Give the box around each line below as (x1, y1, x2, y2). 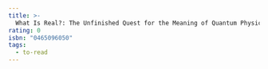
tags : (8, 41, 26, 49)
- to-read (15, 48, 48, 56)
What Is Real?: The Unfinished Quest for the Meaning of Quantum (15, 19, 238, 27)
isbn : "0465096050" (8, 33, 73, 42)
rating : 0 (8, 26, 41, 34)
